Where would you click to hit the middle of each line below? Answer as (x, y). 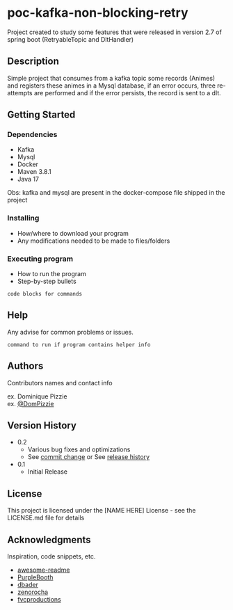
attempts (20, 93)
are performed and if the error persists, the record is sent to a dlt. (127, 93)
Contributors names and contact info (60, 383)
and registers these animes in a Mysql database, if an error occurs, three (111, 86)
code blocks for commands (45, 294)
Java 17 (28, 179)
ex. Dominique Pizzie (37, 396)
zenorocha (33, 592)
